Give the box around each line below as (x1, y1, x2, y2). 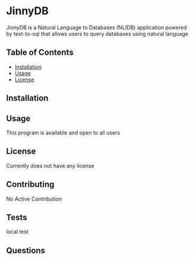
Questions (6, 245, 46, 255)
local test (6, 228, 28, 236)
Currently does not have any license (6, 162, 95, 169)
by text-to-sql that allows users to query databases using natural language (6, 30, 189, 37)
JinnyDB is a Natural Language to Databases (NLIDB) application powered (6, 24, 187, 31)
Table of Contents (6, 48, 74, 58)
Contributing (6, 180, 55, 190)
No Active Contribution (6, 195, 62, 202)
